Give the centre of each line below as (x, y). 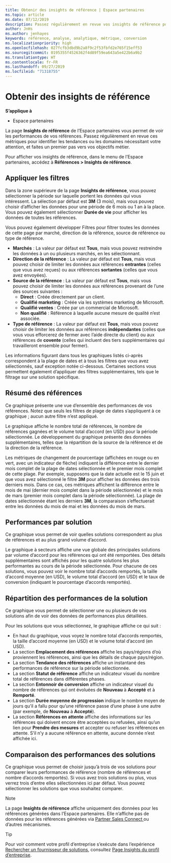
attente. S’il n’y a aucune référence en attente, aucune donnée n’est (83, 733)
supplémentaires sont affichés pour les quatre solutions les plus (72, 560)
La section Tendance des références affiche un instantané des (79, 663)
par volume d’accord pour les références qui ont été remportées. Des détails (85, 555)
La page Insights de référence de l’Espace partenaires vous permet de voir (84, 130)
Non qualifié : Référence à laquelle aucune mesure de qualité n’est (90, 313)
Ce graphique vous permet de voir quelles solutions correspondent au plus (84, 534)
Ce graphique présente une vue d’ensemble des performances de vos (79, 405)
